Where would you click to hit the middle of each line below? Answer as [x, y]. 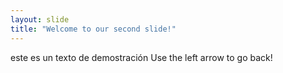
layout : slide [40, 19]
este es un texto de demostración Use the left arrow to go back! [141, 57]
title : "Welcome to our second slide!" [93, 29]
